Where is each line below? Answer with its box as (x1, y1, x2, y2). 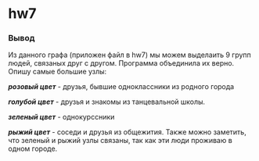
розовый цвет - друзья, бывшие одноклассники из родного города (8, 82, 235, 91)
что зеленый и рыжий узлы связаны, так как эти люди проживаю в (8, 136, 232, 145)
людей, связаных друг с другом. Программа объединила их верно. (8, 59, 235, 68)
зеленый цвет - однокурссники (8, 113, 115, 122)
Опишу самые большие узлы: (8, 67, 107, 77)
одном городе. (8, 144, 58, 153)
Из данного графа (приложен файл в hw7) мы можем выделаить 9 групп (8, 50, 252, 59)
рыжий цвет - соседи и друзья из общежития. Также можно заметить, (8, 127, 246, 137)
